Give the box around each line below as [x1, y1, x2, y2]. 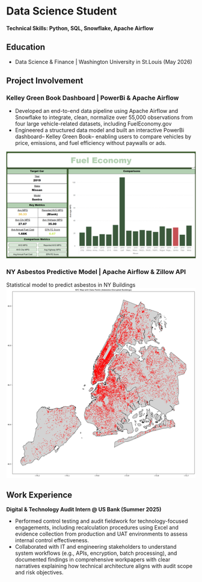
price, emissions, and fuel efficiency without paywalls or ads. [14, 139, 167, 147]
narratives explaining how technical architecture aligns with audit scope [14, 562, 193, 569]
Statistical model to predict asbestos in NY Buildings [6, 281, 136, 289]
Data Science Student [6, 4, 117, 18]
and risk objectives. [14, 569, 64, 576]
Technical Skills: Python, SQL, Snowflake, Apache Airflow [6, 24, 154, 31]
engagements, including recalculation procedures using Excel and [14, 523, 179, 531]
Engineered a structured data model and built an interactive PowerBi [14, 127, 185, 134]
